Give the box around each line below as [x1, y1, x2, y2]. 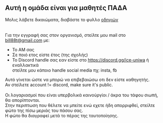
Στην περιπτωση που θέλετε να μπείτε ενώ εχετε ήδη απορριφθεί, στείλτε [5, 102, 155, 108]
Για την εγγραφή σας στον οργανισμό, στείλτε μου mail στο [5, 32, 126, 38]
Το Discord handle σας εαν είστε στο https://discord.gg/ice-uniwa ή [12, 57, 149, 62]
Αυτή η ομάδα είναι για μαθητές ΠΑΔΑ [5, 4, 127, 12]
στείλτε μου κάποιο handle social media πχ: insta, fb [12, 67, 117, 73]
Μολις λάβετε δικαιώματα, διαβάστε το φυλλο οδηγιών [5, 16, 118, 22]
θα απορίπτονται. [5, 97, 40, 103]
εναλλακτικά [12, 62, 39, 68]
